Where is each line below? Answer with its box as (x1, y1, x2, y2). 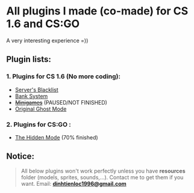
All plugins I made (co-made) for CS (6, 4, 189, 18)
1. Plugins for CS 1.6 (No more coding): (6, 72, 120, 81)
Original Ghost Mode (14, 105, 67, 112)
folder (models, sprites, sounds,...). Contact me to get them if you (20, 173, 184, 181)
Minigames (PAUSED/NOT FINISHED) (14, 99, 107, 106)
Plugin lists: (6, 54, 51, 64)
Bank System (14, 92, 48, 100)
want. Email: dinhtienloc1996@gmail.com (20, 180, 127, 187)
